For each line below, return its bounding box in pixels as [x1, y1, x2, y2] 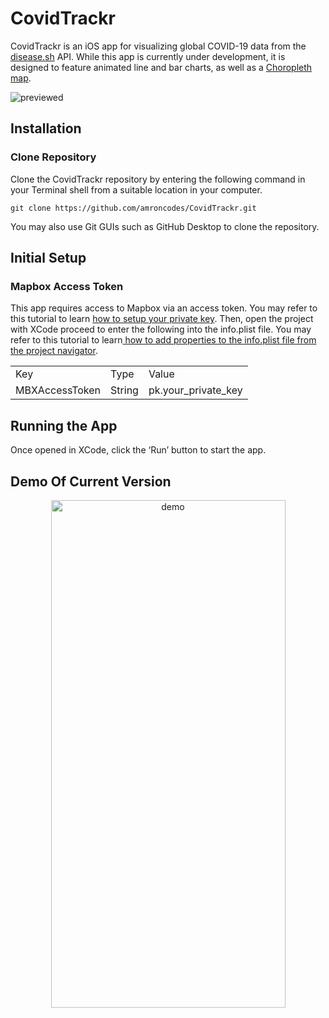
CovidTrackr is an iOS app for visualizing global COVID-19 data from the [10, 40, 307, 52]
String [110, 383, 139, 397]
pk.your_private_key [148, 383, 243, 397]
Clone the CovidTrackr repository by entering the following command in [10, 173, 306, 185]
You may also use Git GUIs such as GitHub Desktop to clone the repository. [10, 220, 320, 232]
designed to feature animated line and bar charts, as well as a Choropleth [10, 61, 313, 73]
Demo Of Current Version [10, 473, 172, 490]
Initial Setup [10, 250, 87, 267]
